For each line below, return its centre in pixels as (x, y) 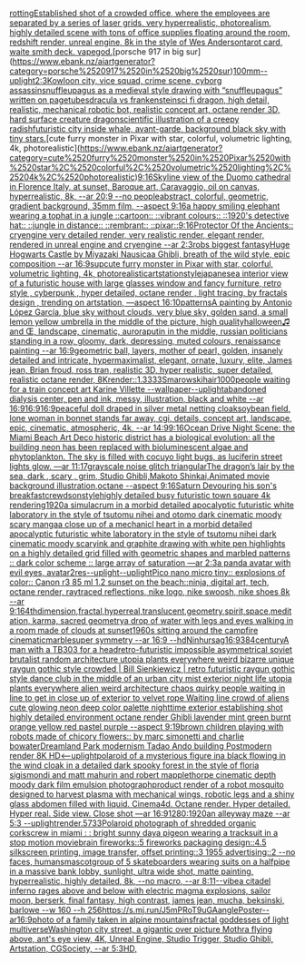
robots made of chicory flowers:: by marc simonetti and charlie (127, 736)
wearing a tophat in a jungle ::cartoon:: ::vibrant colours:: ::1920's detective (149, 216)
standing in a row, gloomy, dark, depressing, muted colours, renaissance (145, 341)
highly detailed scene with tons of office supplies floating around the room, (150, 32)
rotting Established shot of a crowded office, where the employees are (140, 13)
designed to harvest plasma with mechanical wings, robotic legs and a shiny (152, 794)
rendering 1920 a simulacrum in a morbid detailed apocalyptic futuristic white (152, 505)
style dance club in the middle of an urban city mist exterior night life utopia (151, 678)
